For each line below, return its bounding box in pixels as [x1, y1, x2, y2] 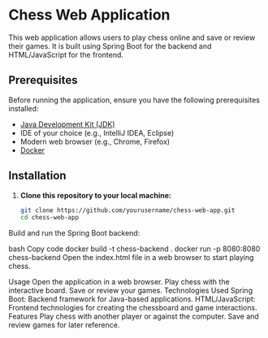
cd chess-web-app [19, 214, 80, 222]
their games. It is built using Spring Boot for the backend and [8, 41, 212, 50]
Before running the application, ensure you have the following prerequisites [8, 95, 261, 105]
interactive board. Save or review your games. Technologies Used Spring [8, 286, 253, 296]
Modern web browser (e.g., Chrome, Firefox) [19, 136, 171, 146]
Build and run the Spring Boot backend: [8, 228, 140, 238]
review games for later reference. [8, 320, 120, 330]
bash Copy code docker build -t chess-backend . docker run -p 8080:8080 [8, 244, 261, 253]
